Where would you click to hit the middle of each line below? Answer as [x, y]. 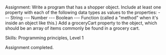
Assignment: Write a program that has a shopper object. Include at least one [83, 7]
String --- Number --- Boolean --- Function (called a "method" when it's [84, 18]
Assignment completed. [29, 47]
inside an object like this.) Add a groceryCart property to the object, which [81, 23]
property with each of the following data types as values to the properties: [81, 12]
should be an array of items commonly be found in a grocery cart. [73, 28]
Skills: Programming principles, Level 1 [44, 38]
